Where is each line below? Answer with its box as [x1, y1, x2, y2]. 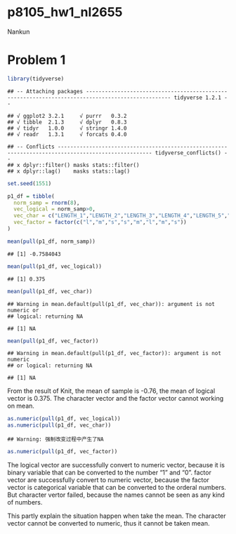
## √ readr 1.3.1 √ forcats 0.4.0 [7, 131, 128, 138]
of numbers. [7, 498, 43, 506]
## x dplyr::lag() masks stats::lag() [7, 168, 131, 175]
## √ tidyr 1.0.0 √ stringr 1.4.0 [7, 124, 128, 132]
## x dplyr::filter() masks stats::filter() [7, 161, 140, 168]
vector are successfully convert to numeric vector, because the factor [7, 476, 209, 484]
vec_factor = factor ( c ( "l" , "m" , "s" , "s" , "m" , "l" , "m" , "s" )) [13, 219, 188, 226]
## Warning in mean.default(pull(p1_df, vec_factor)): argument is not [7, 350, 221, 357]
